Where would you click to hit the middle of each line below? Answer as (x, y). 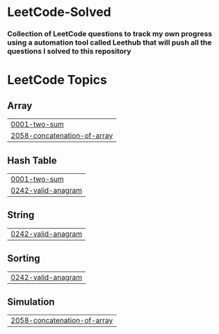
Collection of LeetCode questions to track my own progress (110, 34)
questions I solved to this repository (69, 51)
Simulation (31, 302)
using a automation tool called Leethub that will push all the (109, 42)
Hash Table (32, 160)
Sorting (24, 259)
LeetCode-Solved (59, 12)
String (21, 215)
